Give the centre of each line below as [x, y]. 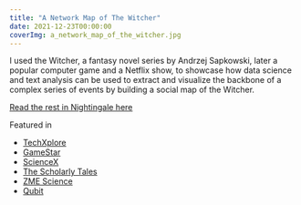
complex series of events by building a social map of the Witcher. [132, 90]
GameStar [42, 152]
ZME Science [47, 181]
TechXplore [44, 143]
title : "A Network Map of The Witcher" [85, 18]
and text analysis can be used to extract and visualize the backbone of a [145, 80]
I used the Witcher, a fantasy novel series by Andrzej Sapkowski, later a [144, 61]
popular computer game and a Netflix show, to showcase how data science [150, 70]
